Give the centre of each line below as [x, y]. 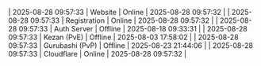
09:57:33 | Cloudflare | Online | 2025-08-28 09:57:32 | [98, 54]
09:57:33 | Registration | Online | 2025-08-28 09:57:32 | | [124, 20]
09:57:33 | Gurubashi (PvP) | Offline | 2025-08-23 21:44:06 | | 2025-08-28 [131, 46]
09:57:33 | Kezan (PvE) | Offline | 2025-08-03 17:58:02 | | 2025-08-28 [124, 37]
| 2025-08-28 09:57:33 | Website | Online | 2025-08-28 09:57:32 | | [119, 12]
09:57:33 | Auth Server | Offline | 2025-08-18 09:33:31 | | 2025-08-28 [133, 29]
